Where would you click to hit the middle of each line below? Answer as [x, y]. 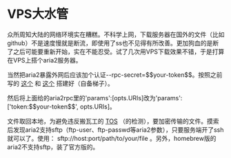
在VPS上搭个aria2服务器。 [44, 60]
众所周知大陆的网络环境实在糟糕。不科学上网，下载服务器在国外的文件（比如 [116, 34]
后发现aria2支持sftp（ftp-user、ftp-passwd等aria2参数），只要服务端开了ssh [115, 129]
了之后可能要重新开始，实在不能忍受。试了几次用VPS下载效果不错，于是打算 [116, 52]
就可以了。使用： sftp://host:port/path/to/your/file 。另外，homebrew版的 [112, 138]
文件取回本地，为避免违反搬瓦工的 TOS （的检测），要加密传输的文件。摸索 [113, 121]
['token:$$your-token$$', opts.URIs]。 [61, 106]
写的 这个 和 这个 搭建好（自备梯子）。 [60, 83]
